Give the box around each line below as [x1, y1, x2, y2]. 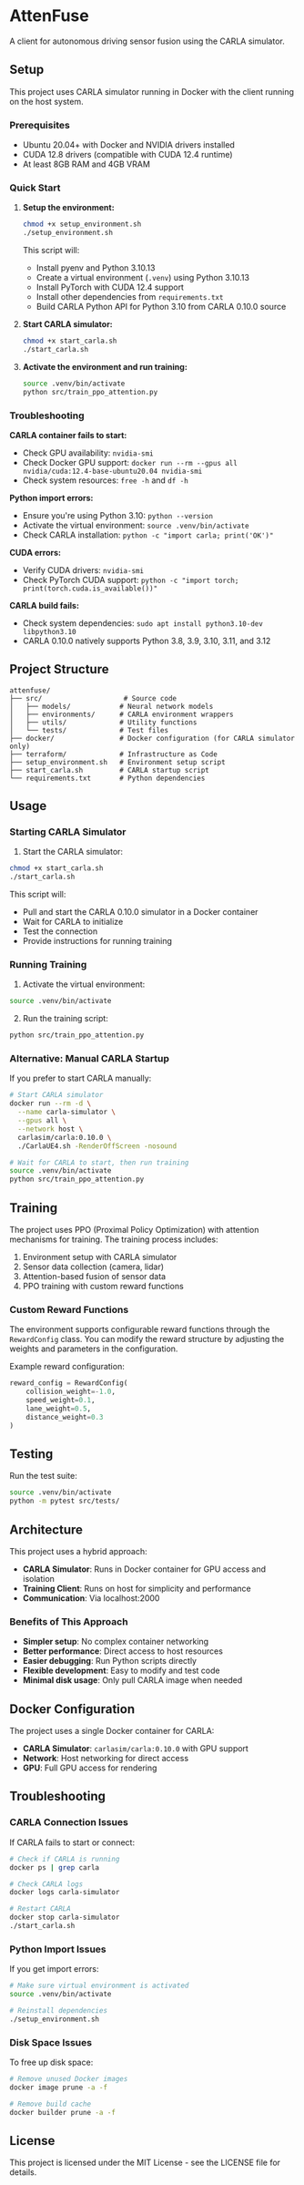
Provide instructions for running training [22, 936, 173, 947]
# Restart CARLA [9, 1904, 71, 1913]
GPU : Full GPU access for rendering [22, 1762, 157, 1773]
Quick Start [9, 181, 61, 194]
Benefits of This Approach [9, 1615, 129, 1627]
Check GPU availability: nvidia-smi [22, 447, 154, 458]
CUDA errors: [9, 547, 62, 558]
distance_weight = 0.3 [25, 1412, 104, 1421]
